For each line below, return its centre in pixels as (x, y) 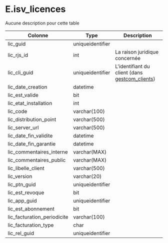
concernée (128, 58)
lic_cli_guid (20, 72)
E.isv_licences (35, 9)
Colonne (38, 35)
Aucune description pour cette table (42, 23)
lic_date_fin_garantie (32, 143)
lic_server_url (23, 127)
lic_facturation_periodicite (38, 217)
